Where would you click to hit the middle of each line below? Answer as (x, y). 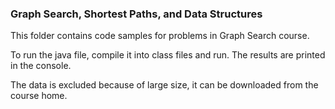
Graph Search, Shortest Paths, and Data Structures (136, 14)
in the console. (41, 66)
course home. (39, 96)
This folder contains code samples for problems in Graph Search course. (160, 36)
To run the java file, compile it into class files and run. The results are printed (168, 55)
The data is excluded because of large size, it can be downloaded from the (164, 85)
